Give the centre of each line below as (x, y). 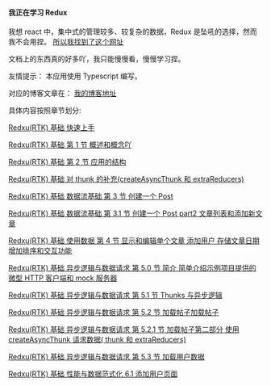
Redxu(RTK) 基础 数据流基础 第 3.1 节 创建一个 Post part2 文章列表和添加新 (132, 213)
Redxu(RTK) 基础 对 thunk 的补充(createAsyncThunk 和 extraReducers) (126, 179)
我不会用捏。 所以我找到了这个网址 (66, 42)
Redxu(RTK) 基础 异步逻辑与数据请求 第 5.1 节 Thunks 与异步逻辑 (116, 296)
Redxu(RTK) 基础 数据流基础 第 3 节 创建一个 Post (91, 196)
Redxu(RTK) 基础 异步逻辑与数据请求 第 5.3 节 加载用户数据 (106, 357)
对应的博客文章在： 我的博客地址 (63, 94)
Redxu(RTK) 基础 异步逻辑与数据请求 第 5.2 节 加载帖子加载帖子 (114, 313)
